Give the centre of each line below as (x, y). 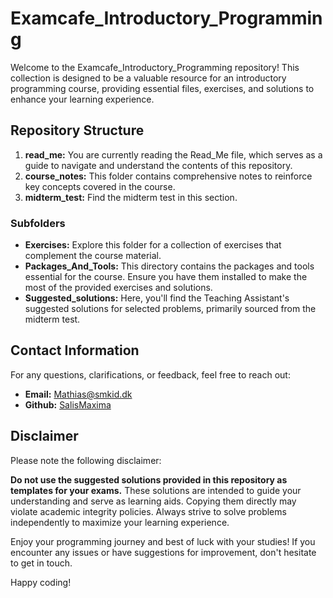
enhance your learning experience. (82, 99)
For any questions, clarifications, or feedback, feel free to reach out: (150, 374)
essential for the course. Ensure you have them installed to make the (166, 277)
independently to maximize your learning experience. (120, 522)
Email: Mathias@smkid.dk (78, 394)
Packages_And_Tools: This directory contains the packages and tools (169, 266)
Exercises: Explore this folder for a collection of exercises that (153, 245)
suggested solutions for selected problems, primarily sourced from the (170, 309)
